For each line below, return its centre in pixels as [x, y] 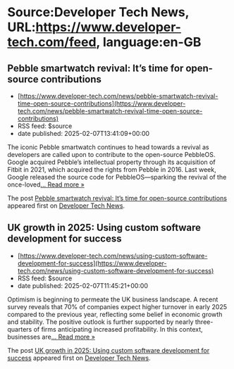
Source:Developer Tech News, [98, 12]
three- [204, 322]
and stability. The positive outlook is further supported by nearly [100, 322]
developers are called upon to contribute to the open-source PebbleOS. [111, 155]
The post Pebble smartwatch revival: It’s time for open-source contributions [117, 198]
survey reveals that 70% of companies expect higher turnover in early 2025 [117, 306]
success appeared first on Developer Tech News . [79, 358]
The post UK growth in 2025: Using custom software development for [109, 350]
